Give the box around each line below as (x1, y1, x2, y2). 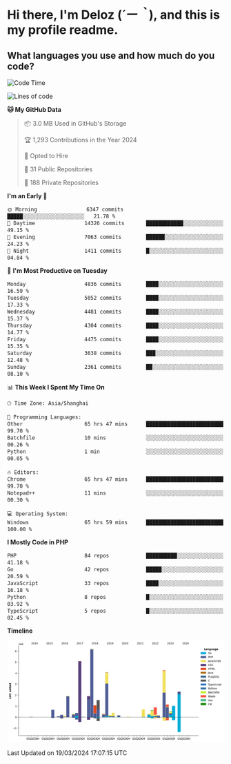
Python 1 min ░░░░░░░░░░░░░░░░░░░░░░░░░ (7, 448, 224, 455)
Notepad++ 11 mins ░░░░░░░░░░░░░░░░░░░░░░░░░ (7, 490, 224, 497)
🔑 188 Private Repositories (23, 178, 99, 187)
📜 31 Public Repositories (23, 165, 93, 173)
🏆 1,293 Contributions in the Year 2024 (23, 136, 137, 144)
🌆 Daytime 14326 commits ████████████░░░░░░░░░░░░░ (7, 220, 224, 227)
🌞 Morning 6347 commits (7, 206, 124, 213)
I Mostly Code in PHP (7, 538, 69, 546)
